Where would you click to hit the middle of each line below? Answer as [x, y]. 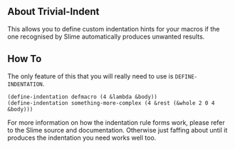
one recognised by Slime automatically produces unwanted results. [106, 36]
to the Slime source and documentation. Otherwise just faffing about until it [117, 130]
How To [25, 59]
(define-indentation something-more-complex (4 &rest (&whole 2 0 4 [111, 103]
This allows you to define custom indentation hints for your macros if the [114, 29]
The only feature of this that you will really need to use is [90, 76]
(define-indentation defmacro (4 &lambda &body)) [83, 97]
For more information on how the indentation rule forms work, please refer [116, 122]
